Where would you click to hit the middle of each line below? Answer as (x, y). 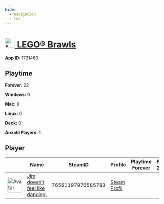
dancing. (37, 194)
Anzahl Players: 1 (23, 133)
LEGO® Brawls (46, 44)
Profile (118, 164)
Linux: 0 (13, 113)
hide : (10, 10)
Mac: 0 (12, 104)
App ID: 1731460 (22, 58)
